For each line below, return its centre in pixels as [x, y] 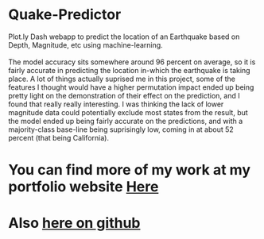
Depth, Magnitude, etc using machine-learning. [85, 44]
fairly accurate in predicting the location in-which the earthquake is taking [129, 70]
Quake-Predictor [65, 15]
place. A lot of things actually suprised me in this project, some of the [122, 79]
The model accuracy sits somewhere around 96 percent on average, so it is [132, 62]
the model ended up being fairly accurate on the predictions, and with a [126, 121]
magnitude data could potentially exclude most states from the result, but [128, 112]
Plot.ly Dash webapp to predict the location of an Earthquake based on [124, 37]
